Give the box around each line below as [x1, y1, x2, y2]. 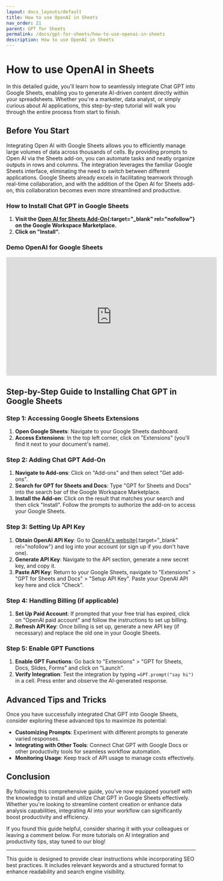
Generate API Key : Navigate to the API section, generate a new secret [14, 556, 189, 563]
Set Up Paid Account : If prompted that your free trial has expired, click [14, 610, 191, 617]
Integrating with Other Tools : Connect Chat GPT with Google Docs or [14, 742, 188, 749]
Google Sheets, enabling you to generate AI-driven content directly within [6, 89, 189, 96]
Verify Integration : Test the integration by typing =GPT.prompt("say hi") [14, 671, 194, 678]
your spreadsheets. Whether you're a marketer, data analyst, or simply [6, 95, 181, 102]
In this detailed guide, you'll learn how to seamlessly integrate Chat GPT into [6, 83, 195, 90]
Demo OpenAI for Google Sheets [6, 243, 103, 251]
